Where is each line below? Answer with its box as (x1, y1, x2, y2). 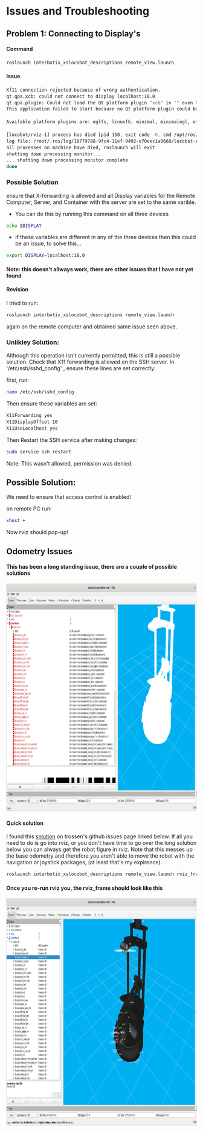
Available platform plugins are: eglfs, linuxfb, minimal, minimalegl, (6, 119, 190, 125)
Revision (6, 286, 29, 293)
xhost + (6, 518, 26, 524)
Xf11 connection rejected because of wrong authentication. (6, 87, 161, 93)
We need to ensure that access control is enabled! (6, 493, 132, 501)
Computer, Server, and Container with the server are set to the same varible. (6, 198, 196, 206)
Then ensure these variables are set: (6, 400, 98, 407)
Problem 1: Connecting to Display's (6, 29, 141, 39)
